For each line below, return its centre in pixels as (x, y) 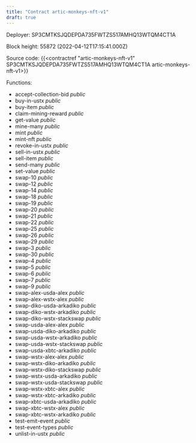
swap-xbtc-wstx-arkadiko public (55, 414)
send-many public (37, 165)
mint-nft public (33, 139)
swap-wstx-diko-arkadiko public (55, 363)
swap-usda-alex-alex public (50, 325)
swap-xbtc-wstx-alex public (50, 408)
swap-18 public (34, 196)
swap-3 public (33, 248)
